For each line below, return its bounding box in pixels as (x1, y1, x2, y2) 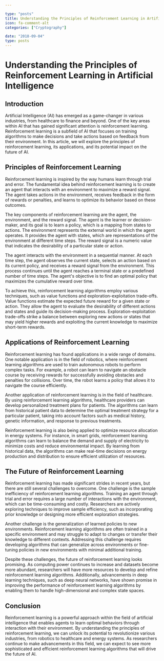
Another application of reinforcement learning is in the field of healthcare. (5, 392, 153, 397)
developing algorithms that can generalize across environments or (5, 542, 138, 548)
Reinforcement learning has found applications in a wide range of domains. (5, 351, 156, 357)
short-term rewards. (5, 324, 45, 330)
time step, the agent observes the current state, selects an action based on (5, 257, 156, 263)
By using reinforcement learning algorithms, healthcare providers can (5, 397, 145, 403)
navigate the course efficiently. (5, 382, 67, 388)
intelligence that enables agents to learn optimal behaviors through (5, 620, 140, 626)
